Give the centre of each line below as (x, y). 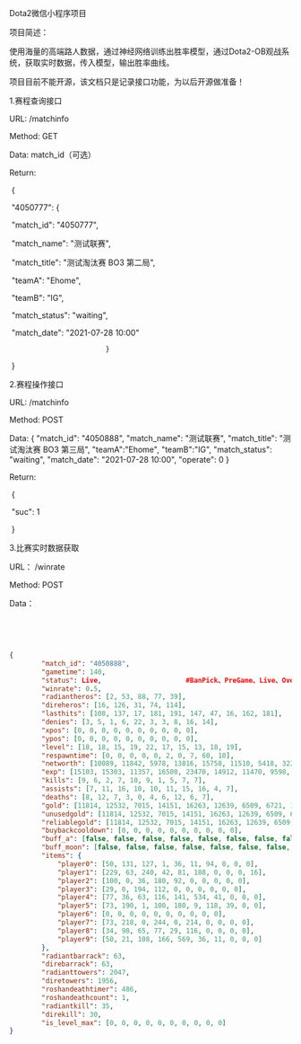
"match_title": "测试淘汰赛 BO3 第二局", (83, 262)
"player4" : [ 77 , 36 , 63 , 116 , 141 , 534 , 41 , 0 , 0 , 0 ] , (162, 898)
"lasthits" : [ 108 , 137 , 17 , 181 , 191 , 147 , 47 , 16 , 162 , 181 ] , (162, 714)
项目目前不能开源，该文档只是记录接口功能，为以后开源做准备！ (127, 82)
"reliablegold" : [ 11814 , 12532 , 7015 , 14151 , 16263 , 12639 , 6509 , (168, 822)
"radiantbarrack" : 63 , (84, 956)
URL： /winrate (37, 567)
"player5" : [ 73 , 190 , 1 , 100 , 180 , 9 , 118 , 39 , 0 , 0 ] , (162, 906)
